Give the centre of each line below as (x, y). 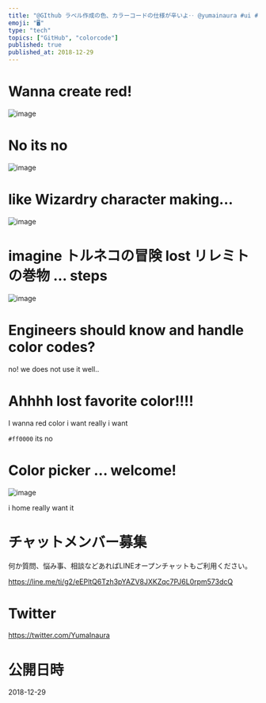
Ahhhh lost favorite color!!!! (101, 401)
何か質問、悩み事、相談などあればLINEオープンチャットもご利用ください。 (130, 565)
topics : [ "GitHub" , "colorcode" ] (63, 38)
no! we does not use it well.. (54, 369)
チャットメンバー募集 (78, 542)
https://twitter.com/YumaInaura (59, 636)
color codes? (52, 347)
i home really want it (41, 507)
